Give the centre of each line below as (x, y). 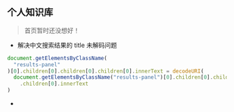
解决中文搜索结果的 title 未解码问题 (67, 45)
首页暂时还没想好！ (52, 30)
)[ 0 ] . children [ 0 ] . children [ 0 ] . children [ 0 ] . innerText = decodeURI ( (106, 71)
